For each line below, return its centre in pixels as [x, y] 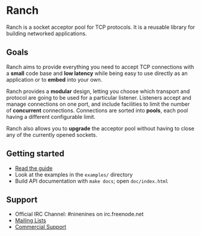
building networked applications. [46, 33]
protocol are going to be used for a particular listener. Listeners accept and [99, 97]
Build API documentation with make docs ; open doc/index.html [91, 181]
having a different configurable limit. [51, 116]
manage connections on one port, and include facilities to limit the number [98, 104]
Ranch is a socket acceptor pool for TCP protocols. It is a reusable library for [101, 27]
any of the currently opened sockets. [52, 135]
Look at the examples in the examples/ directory [74, 174]
